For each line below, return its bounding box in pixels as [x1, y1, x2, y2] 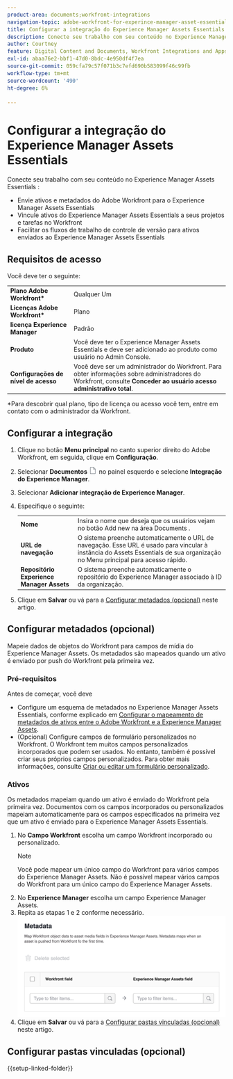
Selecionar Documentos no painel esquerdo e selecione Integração [17, 467, 223, 476]
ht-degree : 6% [7, 84, 49, 92]
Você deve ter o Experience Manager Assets [74, 337, 201, 346]
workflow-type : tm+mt [7, 70, 70, 77]
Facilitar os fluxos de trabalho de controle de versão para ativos [17, 226, 200, 234]
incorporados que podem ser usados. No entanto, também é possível [17, 747, 216, 756]
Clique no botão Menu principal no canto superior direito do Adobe [17, 446, 211, 454]
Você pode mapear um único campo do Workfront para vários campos [17, 865, 220, 874]
